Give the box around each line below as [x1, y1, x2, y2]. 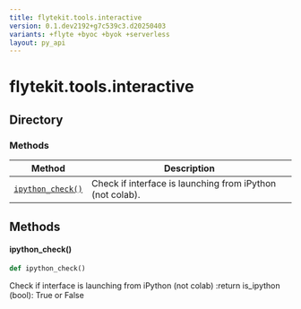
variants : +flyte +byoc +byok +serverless [9, 30, 170, 39]
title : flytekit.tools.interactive [9, 13, 142, 22]
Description [164, 162, 215, 175]
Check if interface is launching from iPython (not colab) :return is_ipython [9, 279, 280, 291]
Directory [9, 112, 64, 127]
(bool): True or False [9, 289, 85, 300]
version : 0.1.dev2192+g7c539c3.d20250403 [9, 21, 167, 30]
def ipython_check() [9, 263, 87, 273]
